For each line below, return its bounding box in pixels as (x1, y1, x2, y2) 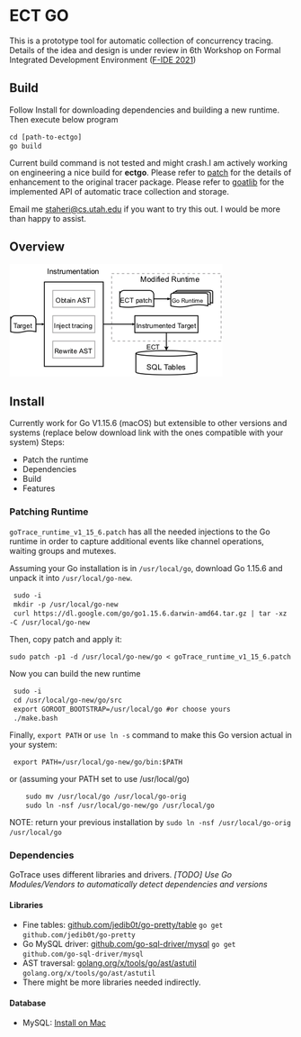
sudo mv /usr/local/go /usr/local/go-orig (25, 792, 187, 801)
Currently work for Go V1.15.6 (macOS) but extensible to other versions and (9, 418, 288, 429)
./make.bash (13, 714, 58, 723)
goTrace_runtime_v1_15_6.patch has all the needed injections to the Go (9, 526, 271, 537)
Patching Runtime (9, 505, 89, 518)
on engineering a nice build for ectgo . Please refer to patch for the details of (9, 167, 292, 177)
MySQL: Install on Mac (22, 1017, 106, 1028)
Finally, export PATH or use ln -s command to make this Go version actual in (9, 729, 292, 740)
